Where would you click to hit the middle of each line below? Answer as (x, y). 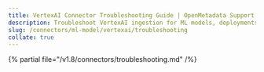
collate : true (31, 37)
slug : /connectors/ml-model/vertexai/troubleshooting (98, 30)
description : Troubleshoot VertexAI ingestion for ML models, (112, 23)
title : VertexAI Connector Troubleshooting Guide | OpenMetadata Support (132, 15)
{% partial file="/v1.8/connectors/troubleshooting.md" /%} (103, 59)
